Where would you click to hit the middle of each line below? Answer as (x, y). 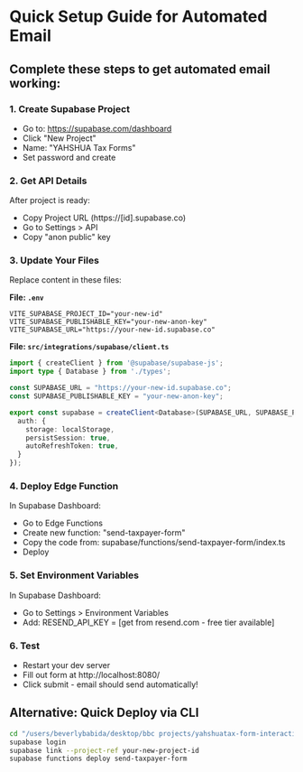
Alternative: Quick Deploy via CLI (104, 713)
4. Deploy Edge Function (64, 487)
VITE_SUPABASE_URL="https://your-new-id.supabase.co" (113, 330)
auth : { (32, 421)
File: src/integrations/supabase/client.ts (89, 347)
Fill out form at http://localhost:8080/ (91, 674)
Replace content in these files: (65, 280)
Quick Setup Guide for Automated (138, 17)
